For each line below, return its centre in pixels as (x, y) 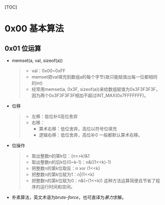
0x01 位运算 (23, 48)
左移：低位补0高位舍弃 (55, 116)
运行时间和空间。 (58, 187)
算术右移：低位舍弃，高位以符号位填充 (78, 129)
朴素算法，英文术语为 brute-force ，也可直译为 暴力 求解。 (69, 197)
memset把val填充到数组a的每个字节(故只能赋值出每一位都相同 (94, 77)
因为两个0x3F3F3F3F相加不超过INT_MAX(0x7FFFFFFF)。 (90, 95)
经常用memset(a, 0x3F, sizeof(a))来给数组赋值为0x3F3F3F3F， (96, 89)
